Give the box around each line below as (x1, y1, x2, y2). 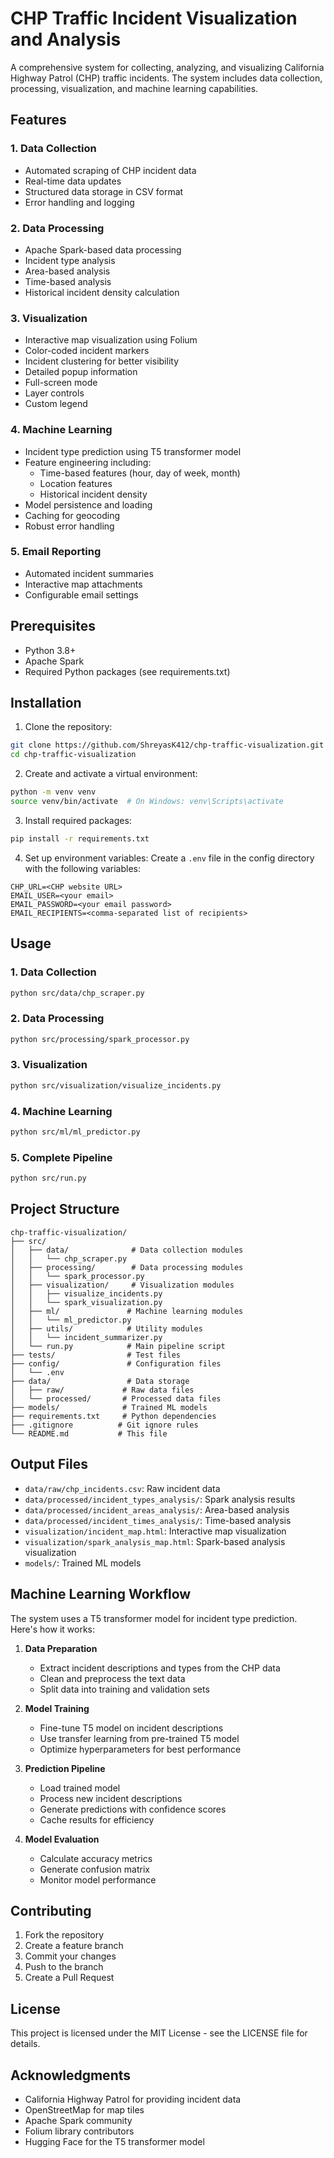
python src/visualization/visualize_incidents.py (10, 1080, 222, 1091)
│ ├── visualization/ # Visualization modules (10, 1280, 235, 1290)
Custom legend (24, 398, 88, 410)
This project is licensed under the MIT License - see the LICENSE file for (10, 2027, 308, 2039)
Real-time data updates (24, 175, 122, 187)
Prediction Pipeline (24, 1762, 106, 1774)
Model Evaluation (24, 1833, 100, 1845)
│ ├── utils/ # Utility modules (10, 1323, 203, 1334)
